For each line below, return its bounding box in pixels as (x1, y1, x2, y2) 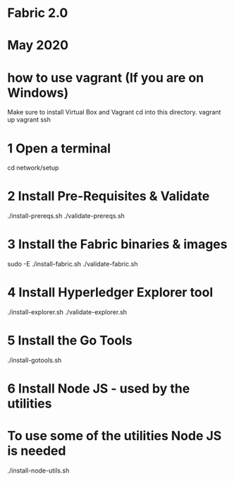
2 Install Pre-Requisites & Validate (7, 189, 210, 204)
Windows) (7, 85, 69, 100)
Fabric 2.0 (7, 5, 68, 21)
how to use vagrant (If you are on (7, 69, 204, 85)
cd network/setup (7, 164, 59, 172)
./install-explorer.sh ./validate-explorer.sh (7, 308, 128, 316)
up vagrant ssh (7, 115, 51, 124)
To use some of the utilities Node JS (7, 428, 222, 444)
